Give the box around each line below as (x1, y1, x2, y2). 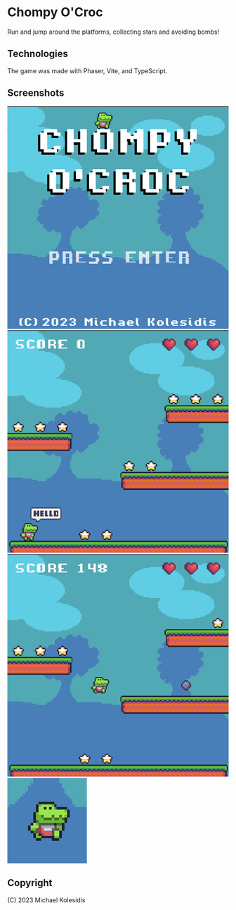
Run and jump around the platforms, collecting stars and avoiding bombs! (7, 27, 220, 36)
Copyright (7, 877, 53, 889)
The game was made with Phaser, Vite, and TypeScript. (7, 66, 168, 75)
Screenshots (7, 87, 65, 99)
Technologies (7, 48, 69, 60)
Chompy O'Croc (7, 4, 103, 20)
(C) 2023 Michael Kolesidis (7, 895, 86, 904)
